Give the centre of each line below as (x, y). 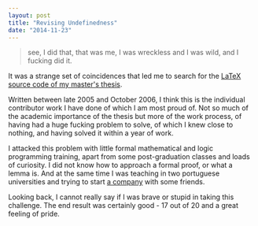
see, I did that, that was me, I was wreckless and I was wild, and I (133, 53)
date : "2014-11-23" (40, 30)
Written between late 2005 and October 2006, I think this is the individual (127, 100)
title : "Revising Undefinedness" (63, 23)
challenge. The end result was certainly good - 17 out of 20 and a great (123, 206)
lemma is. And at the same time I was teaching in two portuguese (114, 173)
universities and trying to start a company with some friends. (107, 182)
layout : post (29, 15)
